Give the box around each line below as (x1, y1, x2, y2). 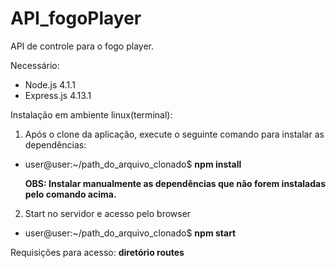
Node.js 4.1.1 (24, 78, 76, 91)
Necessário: (10, 59, 60, 71)
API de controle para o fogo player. (10, 40, 154, 52)
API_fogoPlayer (10, 7, 142, 30)
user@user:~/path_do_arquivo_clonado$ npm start (24, 227, 237, 239)
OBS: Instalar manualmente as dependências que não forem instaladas (24, 177, 326, 189)
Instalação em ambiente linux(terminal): (10, 108, 173, 121)
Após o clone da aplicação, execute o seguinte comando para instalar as (24, 128, 325, 140)
